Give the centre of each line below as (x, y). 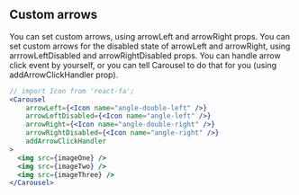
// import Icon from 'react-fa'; (72, 91)
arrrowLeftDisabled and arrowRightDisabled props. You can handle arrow (145, 55)
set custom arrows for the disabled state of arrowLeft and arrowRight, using (150, 46)
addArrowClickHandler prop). (64, 75)
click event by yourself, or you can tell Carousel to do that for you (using (143, 65)
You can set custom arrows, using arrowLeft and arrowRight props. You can (150, 36)
